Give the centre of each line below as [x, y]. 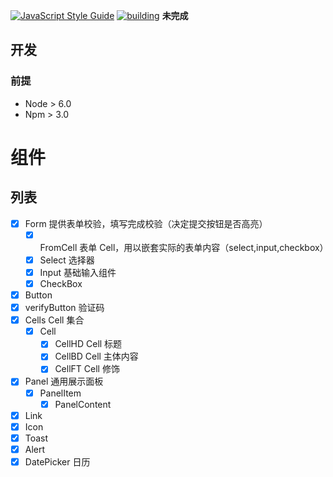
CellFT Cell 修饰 [87, 369]
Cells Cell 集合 [54, 320]
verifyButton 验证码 [64, 308]
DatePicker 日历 [57, 461]
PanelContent [83, 404]
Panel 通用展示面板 [64, 381]
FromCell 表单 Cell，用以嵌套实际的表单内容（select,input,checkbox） [184, 247]
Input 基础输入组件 [78, 272]
